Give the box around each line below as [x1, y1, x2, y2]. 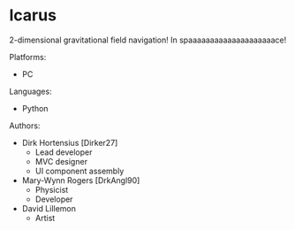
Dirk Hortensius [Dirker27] [21, 137, 118, 148]
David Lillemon [21, 203, 77, 213]
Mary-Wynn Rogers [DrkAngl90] [21, 174, 140, 186]
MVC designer [34, 156, 88, 166]
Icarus [9, 5, 57, 26]
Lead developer [34, 147, 93, 157]
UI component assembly [34, 165, 125, 176]
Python [21, 103, 49, 113]
